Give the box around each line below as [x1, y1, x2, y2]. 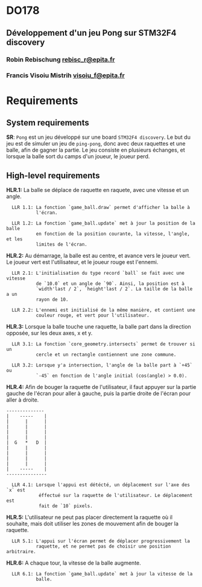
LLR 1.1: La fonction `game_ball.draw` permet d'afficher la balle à [11, 205, 190, 211]
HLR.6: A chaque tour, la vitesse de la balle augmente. [6, 559, 142, 566]
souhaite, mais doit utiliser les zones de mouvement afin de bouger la [6, 520, 179, 527]
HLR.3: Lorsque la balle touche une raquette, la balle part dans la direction [6, 323, 191, 330]
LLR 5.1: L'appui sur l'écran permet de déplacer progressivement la [11, 538, 190, 544]
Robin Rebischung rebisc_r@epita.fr [6, 55, 115, 63]
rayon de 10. [36, 297, 69, 303]
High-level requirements [6, 170, 100, 181]
